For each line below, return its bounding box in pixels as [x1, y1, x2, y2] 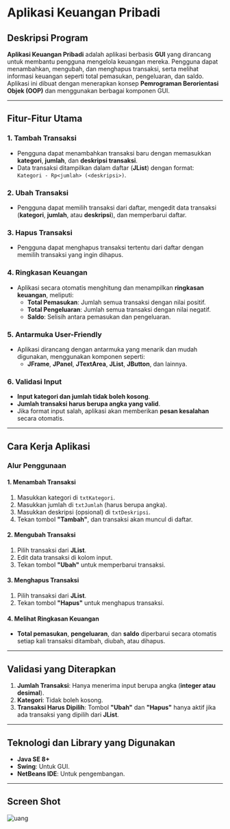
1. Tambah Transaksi [7, 134, 77, 143]
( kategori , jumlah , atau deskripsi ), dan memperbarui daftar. [16, 210, 187, 219]
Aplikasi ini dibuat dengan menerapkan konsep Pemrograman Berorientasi [7, 79, 219, 87]
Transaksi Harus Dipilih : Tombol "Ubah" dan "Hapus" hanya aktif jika [16, 704, 216, 712]
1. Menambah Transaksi [7, 478, 77, 486]
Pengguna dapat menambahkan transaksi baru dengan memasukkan [16, 149, 212, 157]
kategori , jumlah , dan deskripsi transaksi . [16, 156, 138, 164]
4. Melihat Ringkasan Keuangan [7, 615, 99, 623]
